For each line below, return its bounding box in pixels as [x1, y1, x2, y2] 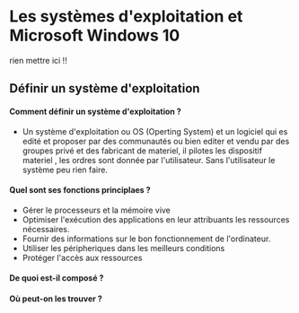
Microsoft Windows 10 [9, 25, 180, 46]
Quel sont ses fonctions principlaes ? [9, 185, 151, 196]
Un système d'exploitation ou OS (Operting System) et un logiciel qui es [22, 126, 288, 136]
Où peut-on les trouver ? [9, 293, 103, 304]
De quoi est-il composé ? [9, 273, 104, 283]
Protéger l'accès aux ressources [22, 252, 143, 263]
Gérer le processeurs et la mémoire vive [22, 204, 171, 215]
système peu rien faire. [22, 164, 108, 175]
